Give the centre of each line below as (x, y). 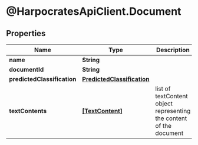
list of (163, 89)
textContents (28, 111)
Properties (26, 33)
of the (164, 126)
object (164, 104)
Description (173, 50)
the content (171, 118)
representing (173, 111)
